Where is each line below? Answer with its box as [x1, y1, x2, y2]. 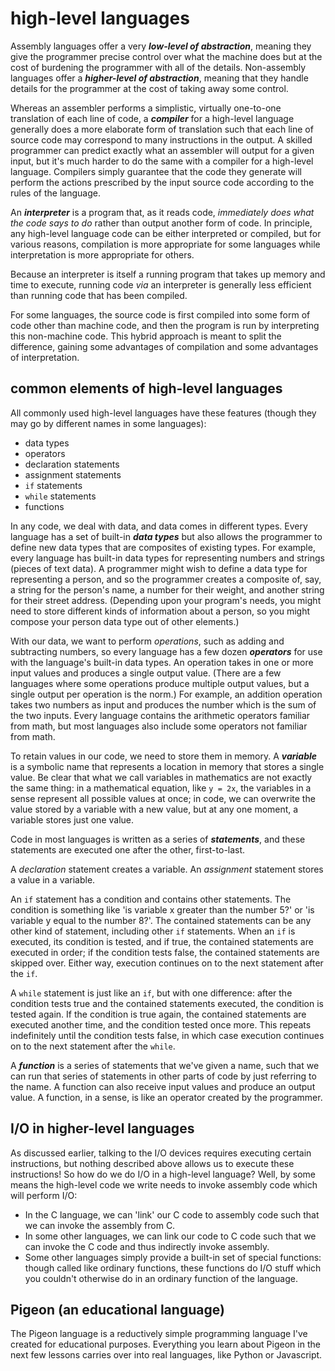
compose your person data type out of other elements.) [10, 615, 240, 627]
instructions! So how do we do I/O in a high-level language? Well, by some [10, 1168, 316, 1180]
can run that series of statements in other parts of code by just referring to [10, 1070, 317, 1082]
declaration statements [24, 458, 120, 470]
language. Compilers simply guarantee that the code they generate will [10, 165, 302, 177]
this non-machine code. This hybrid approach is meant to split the [10, 330, 282, 342]
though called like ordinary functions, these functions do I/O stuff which [24, 1262, 322, 1274]
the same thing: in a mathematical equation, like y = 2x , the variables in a [10, 782, 312, 794]
